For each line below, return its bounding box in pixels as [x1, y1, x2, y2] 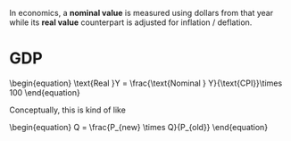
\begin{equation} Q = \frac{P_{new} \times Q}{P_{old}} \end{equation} [9, 121, 269, 132]
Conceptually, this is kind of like [9, 104, 127, 115]
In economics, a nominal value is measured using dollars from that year [9, 8, 274, 18]
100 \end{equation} [9, 87, 80, 97]
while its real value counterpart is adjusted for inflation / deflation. [9, 17, 253, 28]
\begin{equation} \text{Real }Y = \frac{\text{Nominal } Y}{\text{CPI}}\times [9, 78, 283, 88]
